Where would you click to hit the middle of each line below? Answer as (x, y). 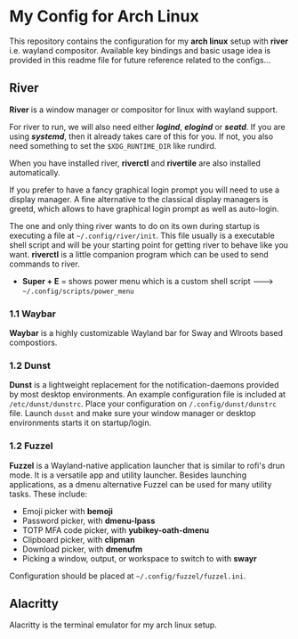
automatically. (35, 172)
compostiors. (33, 343)
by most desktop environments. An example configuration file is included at (148, 395)
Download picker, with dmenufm (82, 549)
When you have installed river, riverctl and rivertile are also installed (135, 163)
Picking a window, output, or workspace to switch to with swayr (139, 558)
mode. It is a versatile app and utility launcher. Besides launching (128, 475)
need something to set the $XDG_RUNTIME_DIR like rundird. (113, 145)
